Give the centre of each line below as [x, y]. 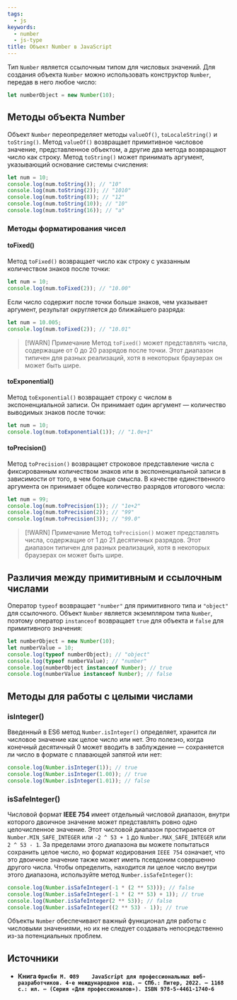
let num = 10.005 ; [34, 322]
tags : [15, 14]
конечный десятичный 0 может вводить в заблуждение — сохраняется [116, 747]
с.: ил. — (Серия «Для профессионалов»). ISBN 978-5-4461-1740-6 [116, 989]
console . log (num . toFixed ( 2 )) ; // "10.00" [69, 288]
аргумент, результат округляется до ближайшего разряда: [96, 309]
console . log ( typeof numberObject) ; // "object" [79, 654]
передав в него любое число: [52, 82]
